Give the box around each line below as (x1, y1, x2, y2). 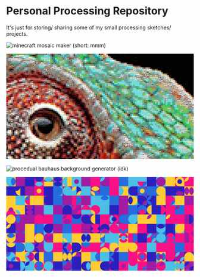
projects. (6, 30, 28, 37)
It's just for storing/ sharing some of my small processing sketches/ (6, 24, 171, 31)
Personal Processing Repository (6, 4, 168, 18)
